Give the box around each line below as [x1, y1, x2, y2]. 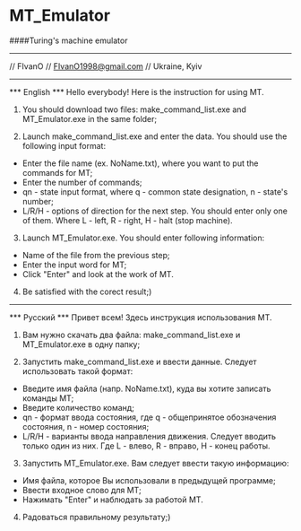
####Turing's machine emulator [9, 35, 128, 46]
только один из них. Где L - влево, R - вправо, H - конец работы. [21, 440, 271, 451]
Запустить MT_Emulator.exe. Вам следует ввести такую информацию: [21, 457, 289, 468]
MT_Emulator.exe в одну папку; [21, 338, 141, 350]
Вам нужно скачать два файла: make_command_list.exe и [21, 329, 241, 340]
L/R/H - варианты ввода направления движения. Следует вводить [21, 431, 276, 441]
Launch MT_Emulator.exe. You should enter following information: [21, 232, 265, 243]
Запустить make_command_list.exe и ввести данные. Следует [21, 356, 257, 367]
